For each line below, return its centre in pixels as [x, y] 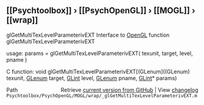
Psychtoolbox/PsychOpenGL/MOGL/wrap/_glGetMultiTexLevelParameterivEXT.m [102, 96]
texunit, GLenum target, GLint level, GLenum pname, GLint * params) [92, 78]
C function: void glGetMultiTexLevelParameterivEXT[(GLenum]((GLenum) [98, 71]
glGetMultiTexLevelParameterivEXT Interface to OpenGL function [88, 35]
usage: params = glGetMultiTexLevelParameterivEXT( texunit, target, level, [100, 53]
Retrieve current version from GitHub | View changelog [129, 90]
